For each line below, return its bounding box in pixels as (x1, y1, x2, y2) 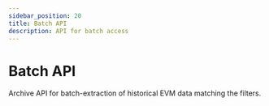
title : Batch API (8, 19, 67, 28)
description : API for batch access (8, 27, 129, 35)
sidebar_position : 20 (8, 11, 82, 20)
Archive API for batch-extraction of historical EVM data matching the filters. (8, 88, 262, 98)
